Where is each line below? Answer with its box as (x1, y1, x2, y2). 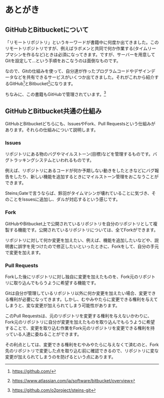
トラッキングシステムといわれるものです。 (9, 157, 94, 163)
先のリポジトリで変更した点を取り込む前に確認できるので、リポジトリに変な (5, 348, 159, 354)
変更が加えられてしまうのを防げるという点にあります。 (5, 354, 116, 360)
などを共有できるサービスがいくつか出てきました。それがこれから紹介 (13, 74, 155, 80)
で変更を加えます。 (5, 249, 43, 255)
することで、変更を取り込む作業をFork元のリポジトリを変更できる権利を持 (5, 325, 155, 331)
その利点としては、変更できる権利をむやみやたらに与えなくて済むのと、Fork (5, 342, 159, 348)
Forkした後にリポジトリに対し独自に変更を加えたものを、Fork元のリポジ (5, 274, 151, 280)
